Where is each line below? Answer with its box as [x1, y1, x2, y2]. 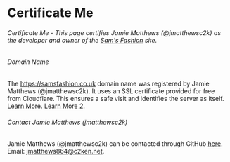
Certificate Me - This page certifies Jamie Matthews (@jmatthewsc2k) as [7, 28, 222, 36]
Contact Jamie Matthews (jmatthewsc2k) [7, 118, 128, 126]
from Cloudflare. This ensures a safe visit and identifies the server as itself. [7, 95, 224, 102]
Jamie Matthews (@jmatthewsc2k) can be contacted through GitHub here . [7, 140, 223, 148]
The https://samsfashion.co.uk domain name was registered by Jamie [7, 79, 210, 88]
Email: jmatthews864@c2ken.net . [7, 147, 105, 156]
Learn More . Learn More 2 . [7, 102, 86, 110]
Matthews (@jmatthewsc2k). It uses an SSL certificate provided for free [7, 87, 215, 95]
